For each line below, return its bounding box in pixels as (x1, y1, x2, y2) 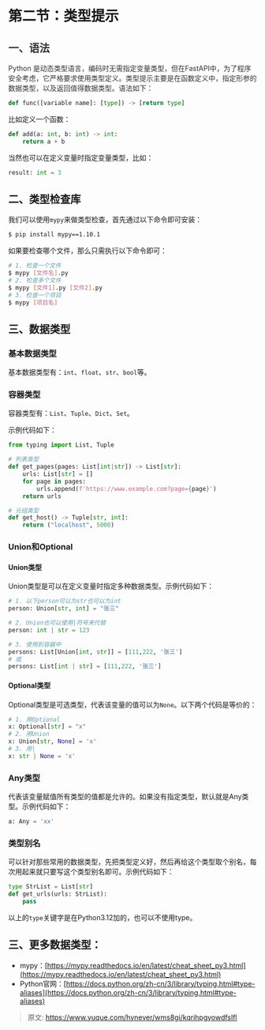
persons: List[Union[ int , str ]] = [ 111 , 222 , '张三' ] (8, 647, 183, 656)
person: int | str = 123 (8, 626, 90, 634)
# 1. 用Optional (8, 715, 61, 723)
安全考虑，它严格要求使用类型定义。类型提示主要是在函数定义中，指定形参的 (8, 74, 257, 83)
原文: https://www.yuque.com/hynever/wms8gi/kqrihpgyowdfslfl (27, 1013, 237, 1022)
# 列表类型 (8, 455, 39, 463)
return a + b (22, 138, 65, 145)
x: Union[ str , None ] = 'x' (8, 738, 97, 745)
